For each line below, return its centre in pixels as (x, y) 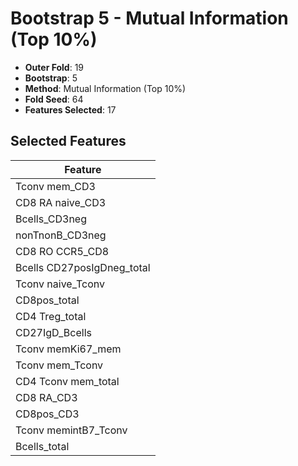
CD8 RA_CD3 (46, 397)
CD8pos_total (47, 300)
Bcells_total (42, 446)
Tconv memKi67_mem (68, 349)
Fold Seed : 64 (54, 99)
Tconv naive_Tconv (60, 284)
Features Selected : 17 (70, 109)
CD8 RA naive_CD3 (61, 202)
